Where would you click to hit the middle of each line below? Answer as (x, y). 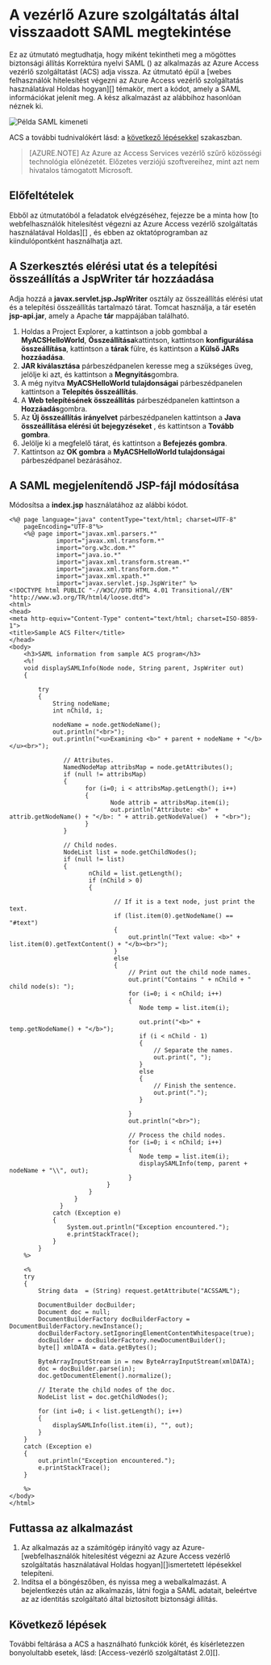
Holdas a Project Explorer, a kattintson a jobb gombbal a (114, 331)
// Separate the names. (193, 1050)
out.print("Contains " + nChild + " (190, 980)
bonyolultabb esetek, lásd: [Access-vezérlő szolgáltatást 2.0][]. (115, 1652)
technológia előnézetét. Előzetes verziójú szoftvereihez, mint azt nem (144, 161)
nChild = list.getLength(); (135, 874)
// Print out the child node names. (190, 973)
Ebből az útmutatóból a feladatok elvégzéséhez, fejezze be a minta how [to (134, 215)
